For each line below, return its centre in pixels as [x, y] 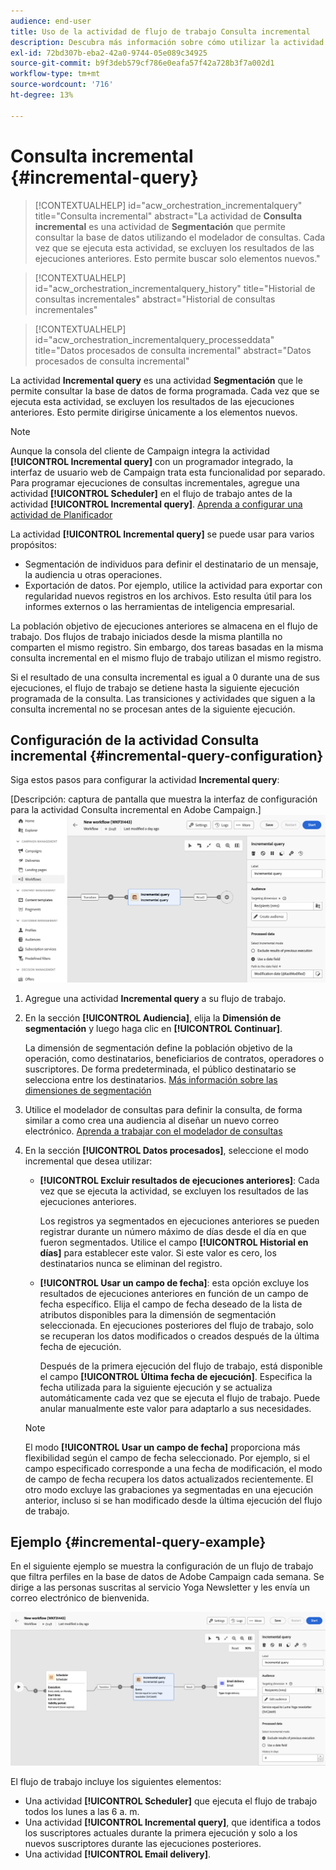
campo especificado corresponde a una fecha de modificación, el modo [173, 1468]
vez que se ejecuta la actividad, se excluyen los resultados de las [174, 1191]
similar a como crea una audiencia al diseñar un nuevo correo [152, 1120]
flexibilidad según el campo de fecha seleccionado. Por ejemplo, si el [167, 1457]
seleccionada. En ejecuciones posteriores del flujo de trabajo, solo [176, 1325]
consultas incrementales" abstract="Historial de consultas [155, 299]
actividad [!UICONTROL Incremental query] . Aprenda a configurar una [156, 504]
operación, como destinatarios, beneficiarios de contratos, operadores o [174, 1058]
